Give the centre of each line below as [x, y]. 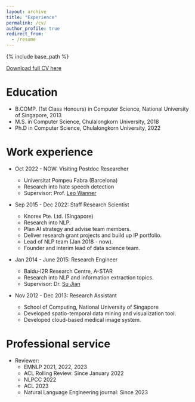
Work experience [50, 152]
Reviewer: [27, 360]
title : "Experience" [32, 17]
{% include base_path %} [38, 57]
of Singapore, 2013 [38, 115]
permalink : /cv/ [26, 23]
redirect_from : [25, 34]
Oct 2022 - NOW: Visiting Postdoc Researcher [72, 169]
